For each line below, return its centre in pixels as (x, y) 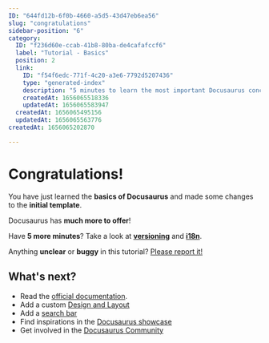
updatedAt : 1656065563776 (59, 120)
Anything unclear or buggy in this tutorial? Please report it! (105, 251)
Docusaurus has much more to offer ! (70, 220)
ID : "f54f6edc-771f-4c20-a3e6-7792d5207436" (98, 75)
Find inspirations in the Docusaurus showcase (96, 321)
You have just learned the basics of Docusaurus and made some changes (131, 196)
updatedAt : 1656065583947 (66, 105)
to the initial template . (45, 204)
